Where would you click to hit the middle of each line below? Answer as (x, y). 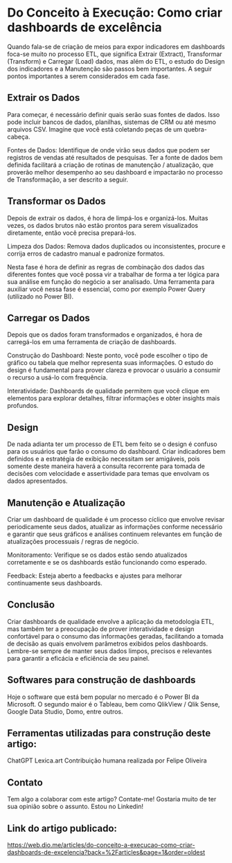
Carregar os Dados (48, 318)
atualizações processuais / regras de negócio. (73, 541)
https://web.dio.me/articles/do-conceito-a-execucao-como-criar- (101, 845)
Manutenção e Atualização (66, 502)
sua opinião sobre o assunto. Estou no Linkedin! (75, 807)
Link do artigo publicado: (62, 828)
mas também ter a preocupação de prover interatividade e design (101, 629)
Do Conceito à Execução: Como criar (115, 13)
